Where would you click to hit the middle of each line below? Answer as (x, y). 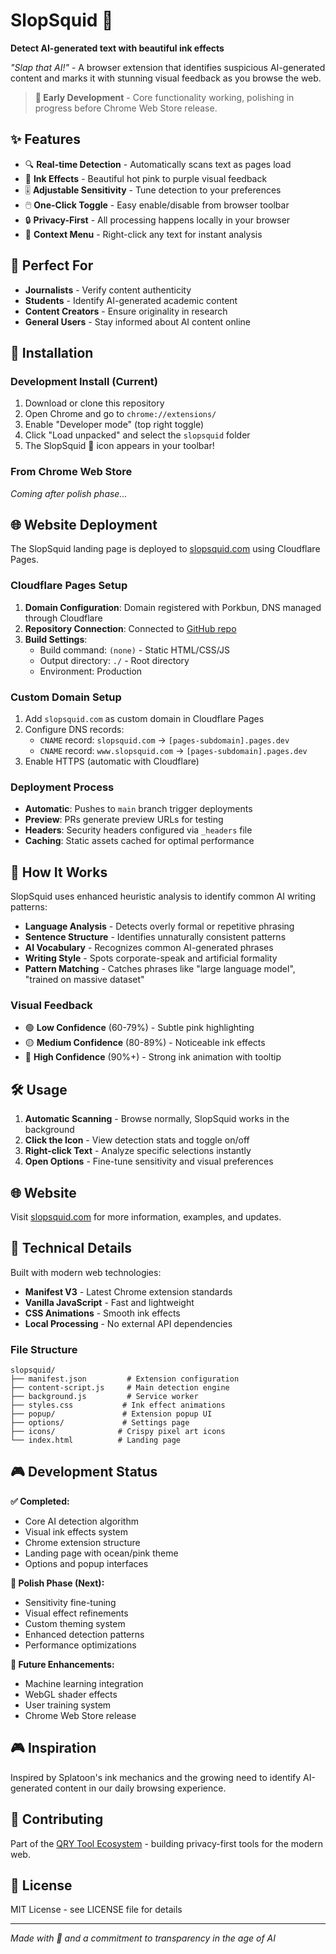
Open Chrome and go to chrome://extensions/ (120, 414)
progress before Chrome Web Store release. (126, 108)
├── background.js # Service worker (104, 1397)
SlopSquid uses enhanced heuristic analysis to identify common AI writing (163, 896)
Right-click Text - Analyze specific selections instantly (138, 1151)
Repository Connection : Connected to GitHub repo (130, 628)
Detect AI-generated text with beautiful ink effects (117, 48)
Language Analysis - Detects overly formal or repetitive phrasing (159, 926)
